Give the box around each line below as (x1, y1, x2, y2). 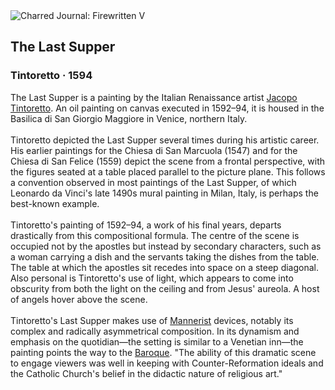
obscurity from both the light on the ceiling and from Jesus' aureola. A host (10, 282, 320, 294)
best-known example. (10, 197, 100, 209)
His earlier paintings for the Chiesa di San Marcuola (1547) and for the (10, 144, 298, 156)
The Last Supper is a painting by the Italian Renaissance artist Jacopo (10, 91, 298, 103)
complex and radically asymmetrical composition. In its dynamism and (10, 325, 300, 337)
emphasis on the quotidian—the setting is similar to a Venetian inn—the (10, 335, 304, 348)
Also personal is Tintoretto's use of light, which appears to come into (10, 272, 294, 284)
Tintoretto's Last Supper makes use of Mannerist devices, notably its (10, 314, 294, 326)
